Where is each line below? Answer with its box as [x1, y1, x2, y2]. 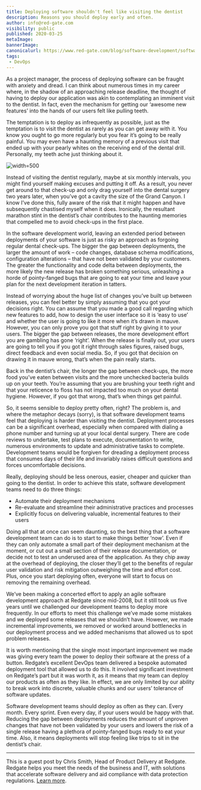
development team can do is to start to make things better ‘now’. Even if [6, 534, 183, 541]
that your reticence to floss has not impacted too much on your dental [6, 386, 178, 394]
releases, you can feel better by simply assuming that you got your [6, 298, 170, 306]
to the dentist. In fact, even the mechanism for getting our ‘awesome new [6, 100, 187, 108]
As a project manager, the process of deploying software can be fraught [6, 75, 184, 83]
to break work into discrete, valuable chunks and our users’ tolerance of [6, 684, 184, 691]
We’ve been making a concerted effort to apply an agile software [6, 590, 166, 597]
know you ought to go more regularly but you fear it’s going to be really [6, 131, 181, 138]
